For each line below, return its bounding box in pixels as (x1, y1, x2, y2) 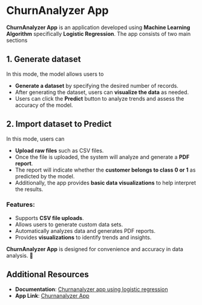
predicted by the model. (15, 172, 75, 179)
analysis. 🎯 (6, 252, 33, 259)
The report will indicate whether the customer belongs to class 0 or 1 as (15, 166, 196, 173)
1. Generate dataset (6, 54, 82, 64)
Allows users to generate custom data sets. (15, 221, 123, 228)
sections (6, 36, 28, 44)
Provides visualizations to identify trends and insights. (15, 233, 152, 241)
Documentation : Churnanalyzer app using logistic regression (15, 286, 168, 293)
